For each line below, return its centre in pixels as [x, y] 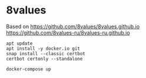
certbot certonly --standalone [44, 59]
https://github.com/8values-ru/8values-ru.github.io [68, 32]
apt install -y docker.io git [43, 48]
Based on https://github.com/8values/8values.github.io [73, 26]
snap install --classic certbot [46, 53]
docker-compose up [29, 69]
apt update [19, 43]
